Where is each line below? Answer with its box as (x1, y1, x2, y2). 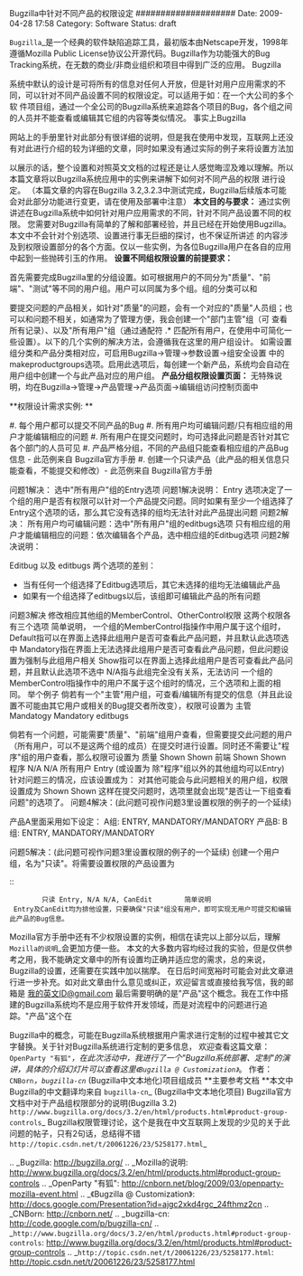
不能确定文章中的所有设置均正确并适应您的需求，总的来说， (48, 954, 271, 965)
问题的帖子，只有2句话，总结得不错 (9, 1129, 142, 1139)
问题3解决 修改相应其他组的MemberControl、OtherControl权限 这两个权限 (9, 610, 284, 620)
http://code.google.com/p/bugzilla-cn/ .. (9, 1218, 160, 1228)
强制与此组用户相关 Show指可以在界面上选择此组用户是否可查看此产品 (24, 655, 286, 666)
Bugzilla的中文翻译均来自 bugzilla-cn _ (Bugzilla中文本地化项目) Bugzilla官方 (9, 1086, 292, 1097)
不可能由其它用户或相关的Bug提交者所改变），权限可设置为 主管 (16, 700, 252, 711)
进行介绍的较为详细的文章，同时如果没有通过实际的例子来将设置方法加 (32, 143, 294, 154)
